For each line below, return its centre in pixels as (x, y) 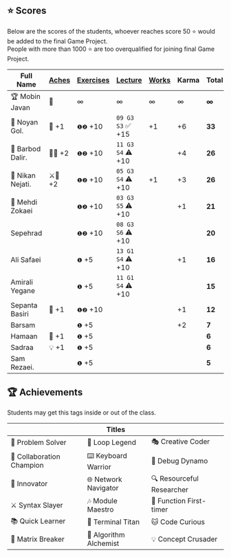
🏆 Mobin (26, 96)
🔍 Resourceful (175, 478)
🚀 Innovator (29, 484)
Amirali (22, 282)
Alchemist (103, 543)
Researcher (170, 490)
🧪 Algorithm (106, 534)
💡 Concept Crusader (184, 539)
